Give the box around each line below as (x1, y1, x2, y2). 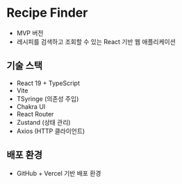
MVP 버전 (16, 29, 44, 37)
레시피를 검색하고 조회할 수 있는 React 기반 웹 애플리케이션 (16, 37, 176, 46)
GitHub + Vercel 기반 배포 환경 (16, 169, 101, 177)
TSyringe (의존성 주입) (16, 94, 79, 102)
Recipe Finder (6, 5, 88, 21)
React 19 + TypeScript (16, 79, 81, 87)
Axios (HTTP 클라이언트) (16, 127, 85, 135)
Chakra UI (16, 102, 46, 111)
